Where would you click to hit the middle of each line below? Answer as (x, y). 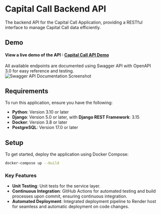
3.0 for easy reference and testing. (39, 71)
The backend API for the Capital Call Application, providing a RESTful (74, 22)
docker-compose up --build (32, 163)
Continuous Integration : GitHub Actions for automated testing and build (84, 191)
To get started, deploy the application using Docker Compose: (67, 154)
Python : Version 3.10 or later (40, 112)
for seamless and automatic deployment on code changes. (71, 207)
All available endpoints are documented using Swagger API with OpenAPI (78, 66)
